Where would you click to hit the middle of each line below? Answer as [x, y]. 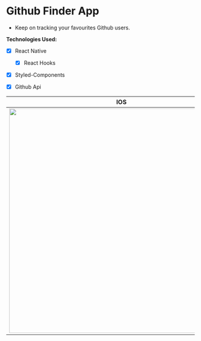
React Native [31, 51]
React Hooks [39, 63]
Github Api [28, 87]
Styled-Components [40, 75]
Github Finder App [53, 11]
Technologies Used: [32, 39]
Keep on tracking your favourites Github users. [72, 28]
